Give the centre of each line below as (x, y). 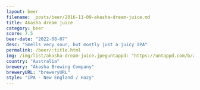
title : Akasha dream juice (40, 22)
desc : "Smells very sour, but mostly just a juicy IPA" (77, 45)
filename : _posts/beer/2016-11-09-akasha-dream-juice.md (78, 17)
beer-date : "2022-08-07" (37, 39)
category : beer (25, 28)
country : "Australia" (33, 61)
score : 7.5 (20, 34)
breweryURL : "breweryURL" (38, 72)
